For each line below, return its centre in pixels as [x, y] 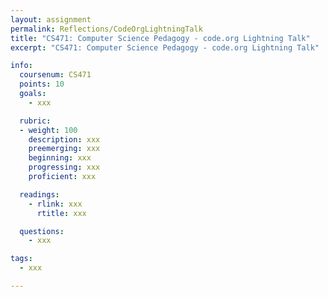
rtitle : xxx [61, 213]
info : [21, 66]
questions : [42, 231]
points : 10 [42, 84]
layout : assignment [51, 19]
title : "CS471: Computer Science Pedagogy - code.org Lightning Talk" [160, 38]
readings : [39, 194]
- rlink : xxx [55, 204]
